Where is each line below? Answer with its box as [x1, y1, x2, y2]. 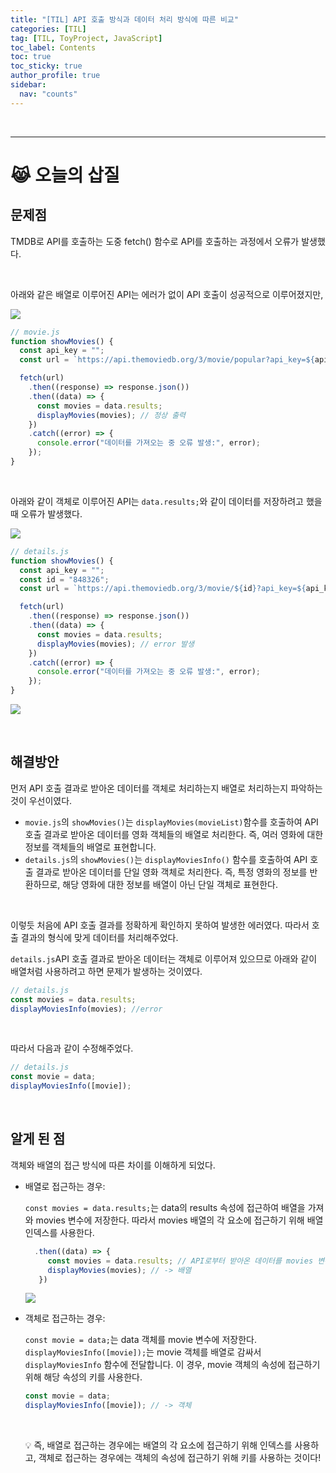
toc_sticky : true [10, 61, 83, 71]
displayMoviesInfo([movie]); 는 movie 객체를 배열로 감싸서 [24, 1346, 262, 1358]
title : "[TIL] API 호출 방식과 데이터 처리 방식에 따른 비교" [10, 14, 239, 25]
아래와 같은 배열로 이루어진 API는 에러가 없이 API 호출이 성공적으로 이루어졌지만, [10, 288, 324, 300]
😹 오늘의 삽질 [10, 164, 120, 186]
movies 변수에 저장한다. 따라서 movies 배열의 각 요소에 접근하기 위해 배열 [35, 1214, 324, 1226]
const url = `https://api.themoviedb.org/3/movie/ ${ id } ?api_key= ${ [19, 584, 307, 594]
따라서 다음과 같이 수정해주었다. [10, 1042, 134, 1055]
